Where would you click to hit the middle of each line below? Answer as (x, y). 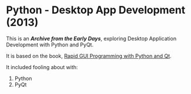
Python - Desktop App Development (96, 10)
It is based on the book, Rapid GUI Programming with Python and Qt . (89, 56)
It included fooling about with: (42, 67)
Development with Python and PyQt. (50, 45)
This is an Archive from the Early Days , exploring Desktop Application (91, 38)
